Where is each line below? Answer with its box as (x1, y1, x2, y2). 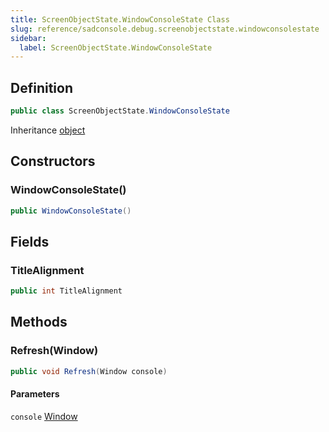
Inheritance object (10, 124, 86, 136)
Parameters (10, 388, 60, 400)
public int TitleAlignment (10, 286, 123, 296)
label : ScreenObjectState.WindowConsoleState (19, 42, 213, 53)
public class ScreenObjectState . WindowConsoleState (10, 106, 230, 116)
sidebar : (10, 33, 47, 43)
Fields (10, 233, 50, 250)
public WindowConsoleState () (10, 206, 132, 216)
